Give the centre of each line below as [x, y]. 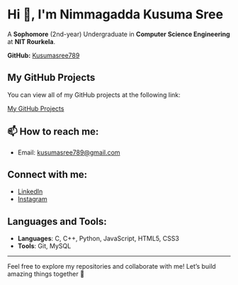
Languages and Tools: [57, 222]
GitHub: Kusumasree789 [44, 55]
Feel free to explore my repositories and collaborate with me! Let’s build [112, 267]
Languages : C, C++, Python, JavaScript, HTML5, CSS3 [98, 239]
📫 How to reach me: [53, 132]
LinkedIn [30, 191]
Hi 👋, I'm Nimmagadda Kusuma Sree [115, 15]
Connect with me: [47, 174]
